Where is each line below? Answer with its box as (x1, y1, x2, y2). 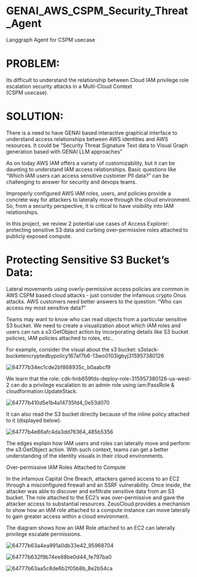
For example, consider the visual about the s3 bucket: (6, 345, 137, 353)
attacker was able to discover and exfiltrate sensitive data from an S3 (6, 487, 175, 494)
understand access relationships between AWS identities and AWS (6, 135, 168, 142)
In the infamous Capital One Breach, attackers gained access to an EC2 (6, 475, 180, 482)
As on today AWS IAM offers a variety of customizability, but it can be (6, 159, 175, 167)
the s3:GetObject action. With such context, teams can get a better (6, 446, 169, 453)
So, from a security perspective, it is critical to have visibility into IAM (6, 202, 174, 209)
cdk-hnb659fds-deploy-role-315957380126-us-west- (61, 375, 192, 382)
